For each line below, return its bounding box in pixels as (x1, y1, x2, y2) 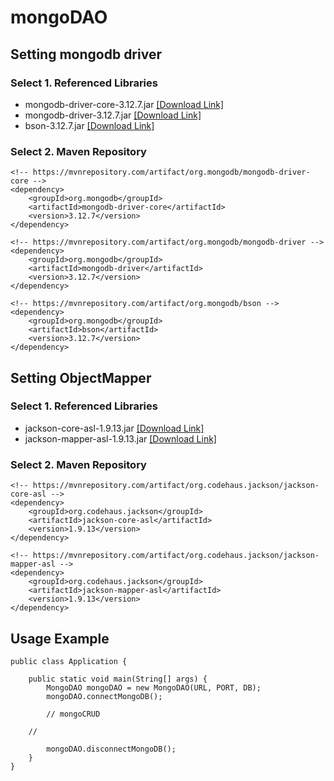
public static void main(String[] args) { (28, 674, 208, 684)
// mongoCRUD (46, 709, 101, 719)
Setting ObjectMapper (10, 369, 152, 386)
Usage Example (10, 630, 110, 647)
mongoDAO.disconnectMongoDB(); (46, 744, 177, 754)
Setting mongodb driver (10, 46, 162, 63)
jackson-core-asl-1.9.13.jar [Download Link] (24, 422, 205, 434)
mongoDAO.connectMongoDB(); (46, 691, 163, 701)
